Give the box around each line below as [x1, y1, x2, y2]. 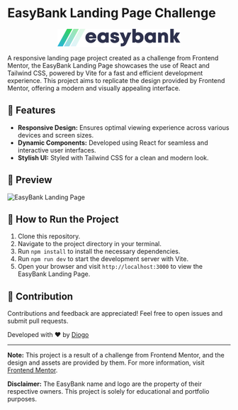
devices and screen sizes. [17, 131, 94, 139]
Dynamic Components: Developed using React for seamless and [17, 138, 208, 147]
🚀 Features [7, 104, 56, 116]
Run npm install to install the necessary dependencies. [17, 247, 181, 256]
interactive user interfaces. [17, 145, 97, 154]
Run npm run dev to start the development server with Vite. [17, 255, 189, 263]
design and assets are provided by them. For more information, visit [7, 358, 205, 367]
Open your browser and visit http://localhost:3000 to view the [17, 262, 203, 271]
